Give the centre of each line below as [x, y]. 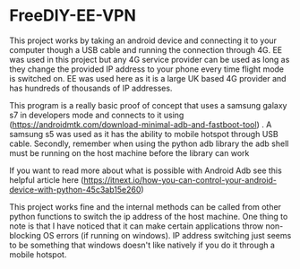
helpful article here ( [47, 179]
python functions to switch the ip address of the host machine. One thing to [149, 216]
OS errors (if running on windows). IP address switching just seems [167, 235]
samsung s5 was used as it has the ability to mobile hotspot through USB [144, 134]
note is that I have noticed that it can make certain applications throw [137, 226]
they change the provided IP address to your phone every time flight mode [147, 69]
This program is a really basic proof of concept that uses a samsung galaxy [148, 105]
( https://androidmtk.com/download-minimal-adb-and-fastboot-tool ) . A [141, 124]
